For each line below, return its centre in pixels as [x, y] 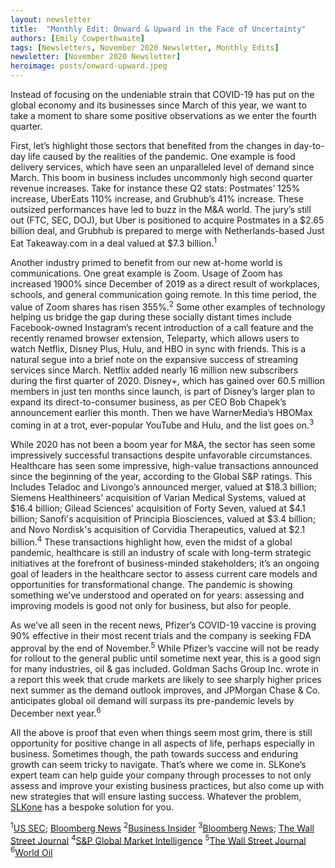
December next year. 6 [56, 712]
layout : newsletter [51, 19]
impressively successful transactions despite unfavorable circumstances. [161, 455]
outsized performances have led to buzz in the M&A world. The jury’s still [161, 209]
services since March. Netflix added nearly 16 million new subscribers [154, 370]
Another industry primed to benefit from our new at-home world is [146, 262]
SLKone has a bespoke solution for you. [92, 807]
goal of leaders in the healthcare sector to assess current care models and [164, 573]
